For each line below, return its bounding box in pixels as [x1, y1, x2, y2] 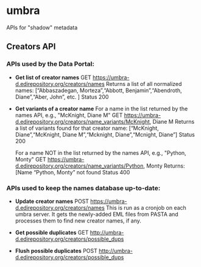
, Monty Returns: [143, 162, 185, 169]
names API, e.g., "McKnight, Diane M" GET [15, 111, 123, 119]
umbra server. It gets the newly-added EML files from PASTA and [15, 210, 178, 218]
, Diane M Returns [149, 118, 195, 125]
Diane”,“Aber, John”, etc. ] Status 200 [15, 93, 109, 101]
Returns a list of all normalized [105, 80, 182, 87]
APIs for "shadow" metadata [6, 24, 78, 31]
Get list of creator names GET [15, 74, 91, 81]
